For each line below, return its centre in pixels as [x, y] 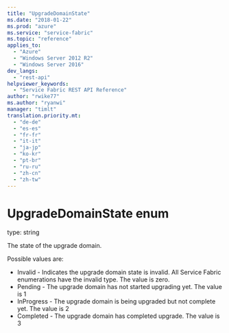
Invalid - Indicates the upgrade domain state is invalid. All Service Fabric [119, 273]
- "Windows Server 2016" [49, 65]
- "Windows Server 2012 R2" [53, 58]
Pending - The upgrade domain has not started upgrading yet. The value [120, 287]
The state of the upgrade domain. [55, 246]
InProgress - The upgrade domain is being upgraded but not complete [116, 301]
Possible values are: [35, 259]
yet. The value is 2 [43, 309]
